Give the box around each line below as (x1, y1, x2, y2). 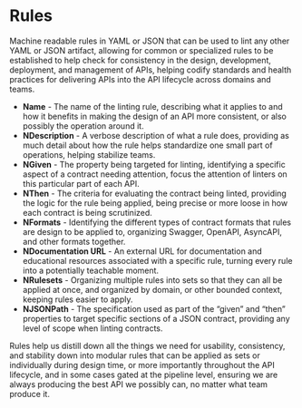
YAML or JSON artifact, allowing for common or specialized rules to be (9, 44, 274, 55)
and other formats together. (22, 236, 126, 247)
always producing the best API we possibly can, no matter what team (9, 378, 268, 390)
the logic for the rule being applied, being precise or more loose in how (22, 197, 288, 209)
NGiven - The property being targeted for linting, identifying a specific (22, 159, 286, 170)
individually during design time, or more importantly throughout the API (9, 359, 275, 370)
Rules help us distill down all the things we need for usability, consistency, (9, 340, 286, 351)
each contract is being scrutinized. (22, 207, 152, 218)
